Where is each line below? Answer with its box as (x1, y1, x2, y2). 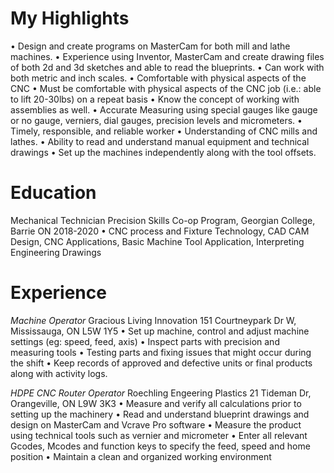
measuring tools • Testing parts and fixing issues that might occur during (10, 346, 312, 358)
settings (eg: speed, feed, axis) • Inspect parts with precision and (10, 335, 280, 347)
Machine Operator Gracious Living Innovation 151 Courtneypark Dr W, (10, 314, 297, 326)
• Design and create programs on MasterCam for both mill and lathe (10, 40, 291, 52)
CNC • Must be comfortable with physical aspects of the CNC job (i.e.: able (10, 82, 322, 94)
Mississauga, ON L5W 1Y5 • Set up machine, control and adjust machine (10, 325, 310, 337)
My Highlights (10, 7, 130, 30)
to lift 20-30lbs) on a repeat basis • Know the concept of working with (10, 93, 300, 105)
